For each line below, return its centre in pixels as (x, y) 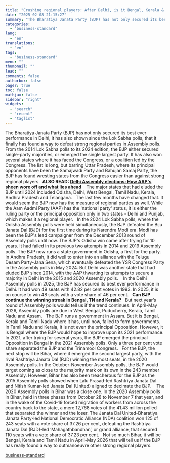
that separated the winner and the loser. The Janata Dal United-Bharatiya (81, 413)
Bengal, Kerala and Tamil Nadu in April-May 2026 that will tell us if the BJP (83, 440)
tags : (11, 52)
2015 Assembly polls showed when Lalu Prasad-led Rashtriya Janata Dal (81, 380)
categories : (18, 24)
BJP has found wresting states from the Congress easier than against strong (85, 176)
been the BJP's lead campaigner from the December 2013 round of (75, 235)
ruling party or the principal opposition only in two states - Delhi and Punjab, (85, 213)
